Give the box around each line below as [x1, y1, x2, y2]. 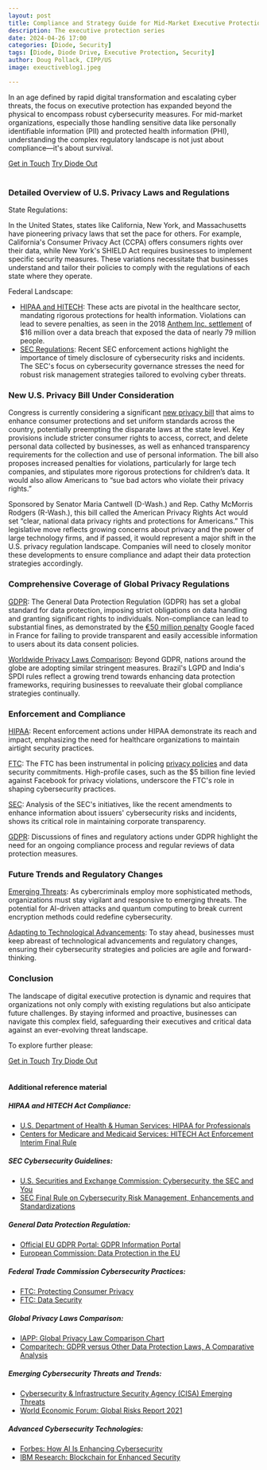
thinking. [8, 953, 37, 962]
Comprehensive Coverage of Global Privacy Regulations [8, 578, 230, 590]
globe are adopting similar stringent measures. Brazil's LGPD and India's [8, 663, 245, 672]
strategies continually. [8, 688, 81, 698]
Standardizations [19, 1201, 75, 1211]
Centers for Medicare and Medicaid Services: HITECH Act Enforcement [19, 1129, 254, 1139]
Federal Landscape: [8, 287, 73, 296]
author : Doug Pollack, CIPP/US [8, 57, 112, 65]
